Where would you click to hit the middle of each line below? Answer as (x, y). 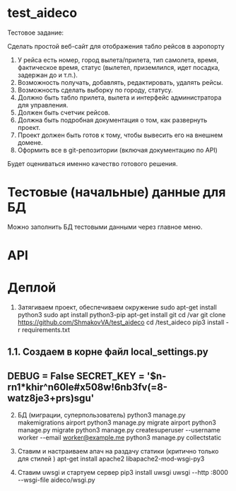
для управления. (43, 105)
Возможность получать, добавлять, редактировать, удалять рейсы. (120, 82)
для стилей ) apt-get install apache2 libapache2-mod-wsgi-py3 (111, 459)
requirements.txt (46, 330)
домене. (30, 142)
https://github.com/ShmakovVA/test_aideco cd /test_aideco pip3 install (121, 322)
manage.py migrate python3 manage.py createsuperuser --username (119, 430)
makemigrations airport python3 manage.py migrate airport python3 (117, 422)
